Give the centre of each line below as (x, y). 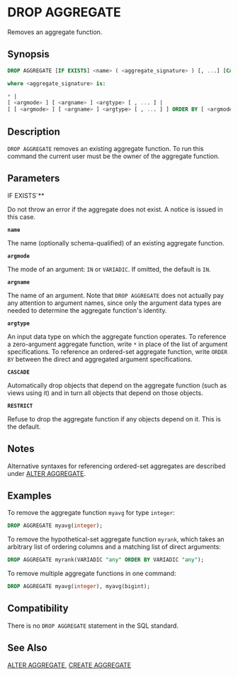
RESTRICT (20, 406)
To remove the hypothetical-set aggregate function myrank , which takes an (116, 539)
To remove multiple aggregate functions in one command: (92, 574)
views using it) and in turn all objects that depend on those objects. (105, 393)
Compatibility (38, 608)
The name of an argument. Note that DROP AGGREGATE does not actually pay (116, 295)
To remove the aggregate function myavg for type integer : (91, 513)
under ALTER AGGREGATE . (47, 473)
